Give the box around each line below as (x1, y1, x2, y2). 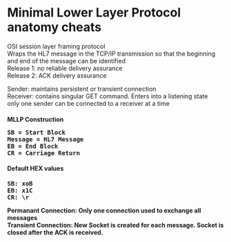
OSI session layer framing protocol (7, 42, 106, 50)
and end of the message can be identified (7, 56, 126, 65)
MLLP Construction (7, 115, 64, 123)
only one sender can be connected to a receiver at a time (7, 99, 170, 107)
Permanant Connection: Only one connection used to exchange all (7, 206, 201, 214)
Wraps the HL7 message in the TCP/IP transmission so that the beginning (7, 49, 216, 58)
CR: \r (7, 193, 30, 201)
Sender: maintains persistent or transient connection (7, 85, 157, 93)
